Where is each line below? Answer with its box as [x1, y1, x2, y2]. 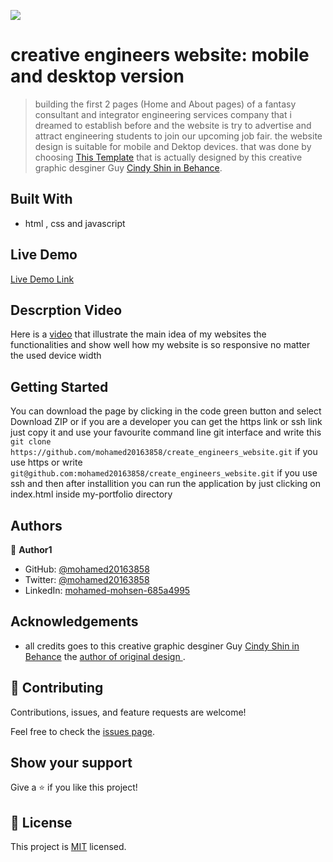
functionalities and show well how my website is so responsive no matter [10, 339, 311, 351]
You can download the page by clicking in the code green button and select [10, 405, 322, 417]
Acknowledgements [10, 613, 139, 630]
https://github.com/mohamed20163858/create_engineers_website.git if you [10, 446, 318, 458]
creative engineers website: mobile [10, 44, 310, 67]
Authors [10, 517, 63, 534]
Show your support [10, 755, 133, 772]
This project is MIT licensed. [10, 841, 127, 853]
